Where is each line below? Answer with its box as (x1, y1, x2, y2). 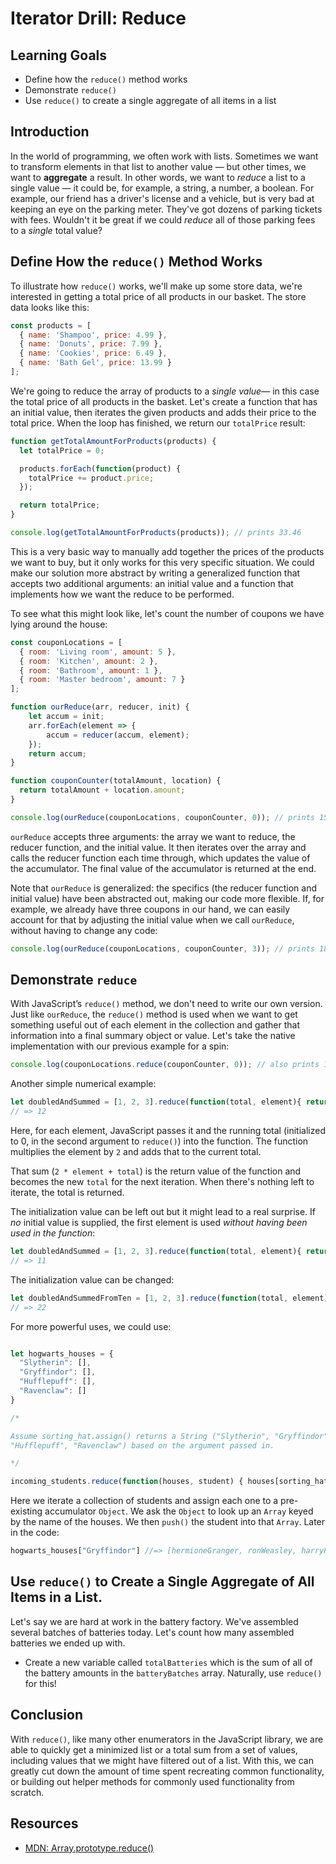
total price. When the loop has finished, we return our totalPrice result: (10, 417, 306, 429)
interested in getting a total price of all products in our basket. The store (10, 290, 307, 302)
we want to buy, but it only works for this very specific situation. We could (10, 556, 315, 568)
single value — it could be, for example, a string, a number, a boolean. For (10, 182, 315, 194)
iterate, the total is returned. (10, 1187, 125, 1199)
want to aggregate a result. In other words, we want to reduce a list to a (10, 171, 306, 183)
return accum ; (28, 748, 87, 759)
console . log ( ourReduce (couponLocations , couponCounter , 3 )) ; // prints (10, 943, 315, 954)
